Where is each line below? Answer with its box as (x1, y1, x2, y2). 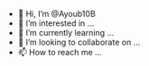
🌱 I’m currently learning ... (17, 28, 115, 37)
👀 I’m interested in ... (17, 18, 95, 29)
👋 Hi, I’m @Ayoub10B (17, 9, 97, 19)
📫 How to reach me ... (17, 47, 102, 57)
